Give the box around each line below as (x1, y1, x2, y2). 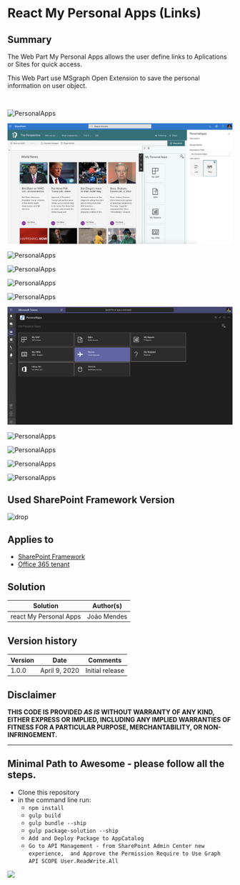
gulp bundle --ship (28, 819, 87, 826)
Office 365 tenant (17, 560, 70, 569)
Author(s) (92, 601, 123, 610)
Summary (7, 34, 52, 46)
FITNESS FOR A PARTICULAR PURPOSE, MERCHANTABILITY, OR (7, 723, 203, 731)
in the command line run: (17, 795, 91, 804)
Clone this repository (17, 788, 80, 796)
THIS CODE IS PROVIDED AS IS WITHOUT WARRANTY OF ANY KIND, (7, 708, 215, 716)
